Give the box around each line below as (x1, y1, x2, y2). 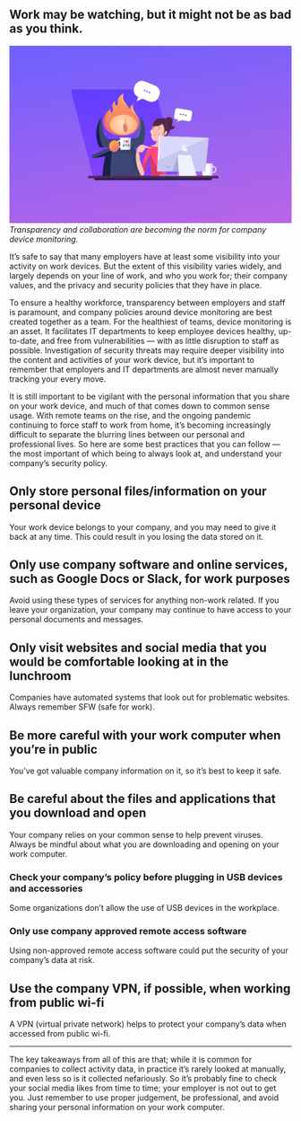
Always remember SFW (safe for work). (9, 702, 155, 712)
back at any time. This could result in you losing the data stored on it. (9, 531, 264, 542)
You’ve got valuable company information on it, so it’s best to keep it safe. (9, 765, 282, 776)
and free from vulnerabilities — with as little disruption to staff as (40, 335, 279, 346)
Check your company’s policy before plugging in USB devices (9, 870, 283, 883)
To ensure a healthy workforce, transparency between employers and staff (9, 296, 286, 308)
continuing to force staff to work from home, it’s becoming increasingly (9, 419, 271, 430)
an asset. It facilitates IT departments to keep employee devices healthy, (9, 325, 277, 336)
